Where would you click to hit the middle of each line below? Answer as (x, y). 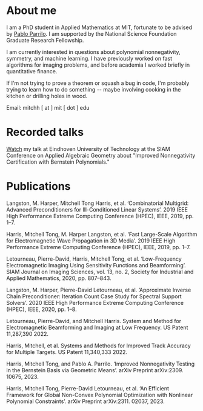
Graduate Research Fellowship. (45, 40)
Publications (38, 186)
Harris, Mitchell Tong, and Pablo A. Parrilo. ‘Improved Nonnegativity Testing (101, 364)
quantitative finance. (32, 71)
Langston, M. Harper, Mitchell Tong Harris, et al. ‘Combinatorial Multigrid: (98, 203)
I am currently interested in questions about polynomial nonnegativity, (93, 52)
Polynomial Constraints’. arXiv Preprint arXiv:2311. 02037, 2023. (85, 401)
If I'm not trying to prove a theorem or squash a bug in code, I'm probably (98, 83)
